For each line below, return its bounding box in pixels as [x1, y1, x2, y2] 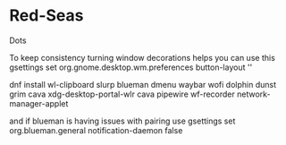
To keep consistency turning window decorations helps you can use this [9, 52, 275, 63]
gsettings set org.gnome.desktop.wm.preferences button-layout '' [9, 62, 253, 72]
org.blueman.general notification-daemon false [9, 124, 183, 135]
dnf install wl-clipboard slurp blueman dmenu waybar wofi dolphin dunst [9, 79, 277, 90]
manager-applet [9, 98, 69, 108]
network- [236, 89, 271, 99]
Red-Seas [9, 5, 84, 26]
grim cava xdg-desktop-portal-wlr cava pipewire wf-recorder [9, 89, 235, 99]
